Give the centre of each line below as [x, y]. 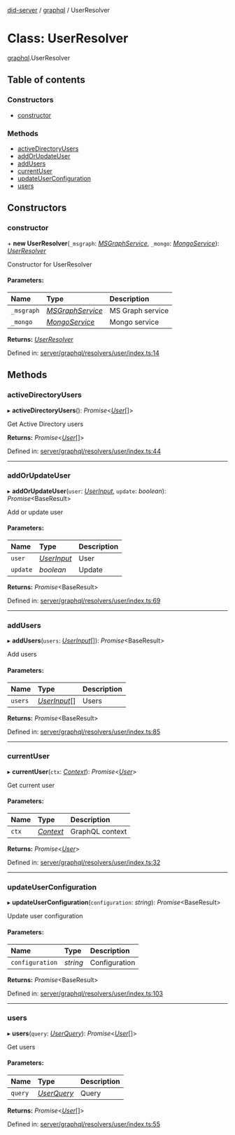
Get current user [31, 785]
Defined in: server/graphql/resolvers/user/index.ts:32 [84, 862]
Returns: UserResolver [40, 339]
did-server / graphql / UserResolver [59, 10]
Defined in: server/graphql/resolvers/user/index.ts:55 [84, 1124]
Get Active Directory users [45, 424]
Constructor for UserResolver [50, 264]
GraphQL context [99, 832]
